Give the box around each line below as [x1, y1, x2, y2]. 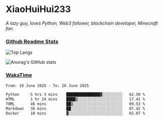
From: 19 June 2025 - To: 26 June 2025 [6, 83, 89, 88]
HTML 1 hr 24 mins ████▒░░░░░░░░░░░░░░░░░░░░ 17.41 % [6, 97, 145, 102]
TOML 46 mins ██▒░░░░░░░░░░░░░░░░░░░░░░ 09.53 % [6, 101, 145, 106]
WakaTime [6, 72, 32, 79]
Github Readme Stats [6, 38, 59, 45]
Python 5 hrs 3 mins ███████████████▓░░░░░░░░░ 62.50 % [6, 92, 145, 97]
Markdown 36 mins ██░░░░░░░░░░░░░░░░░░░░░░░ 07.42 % [6, 106, 145, 111]
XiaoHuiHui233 [6, 4, 71, 15]
